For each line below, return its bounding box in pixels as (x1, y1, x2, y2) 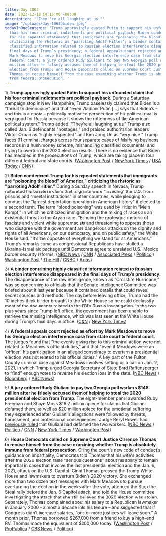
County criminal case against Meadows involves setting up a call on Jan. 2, (5, 359, 158, 365)
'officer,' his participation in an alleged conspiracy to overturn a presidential (5, 349, 159, 355)
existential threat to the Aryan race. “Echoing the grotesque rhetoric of (5, 214, 149, 220)
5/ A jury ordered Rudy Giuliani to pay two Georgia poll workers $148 (5, 384, 149, 390)
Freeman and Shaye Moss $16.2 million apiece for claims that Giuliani (5, 400, 146, 406)
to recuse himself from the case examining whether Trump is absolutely (5, 441, 156, 447)
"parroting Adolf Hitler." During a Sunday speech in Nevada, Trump (5, 183, 144, 189)
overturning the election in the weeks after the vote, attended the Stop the (5, 483, 156, 489)
